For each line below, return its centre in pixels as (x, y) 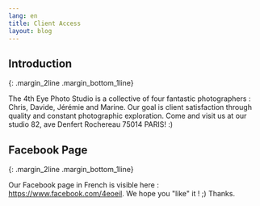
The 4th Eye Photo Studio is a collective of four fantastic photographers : (130, 99)
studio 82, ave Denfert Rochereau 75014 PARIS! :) (91, 124)
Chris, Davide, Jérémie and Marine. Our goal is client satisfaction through (130, 107)
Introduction (40, 63)
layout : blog (30, 31)
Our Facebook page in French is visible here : (84, 185)
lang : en (23, 16)
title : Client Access (45, 23)
